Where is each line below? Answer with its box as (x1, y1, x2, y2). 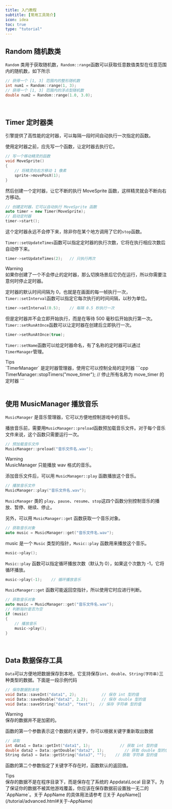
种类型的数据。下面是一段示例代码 (5, 677, 77, 683)
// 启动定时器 (5, 214, 32, 219)
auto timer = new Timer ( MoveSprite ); (5, 209, 86, 214)
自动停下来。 (5, 246, 32, 252)
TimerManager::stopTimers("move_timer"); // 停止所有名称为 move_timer (5, 371, 159, 378)
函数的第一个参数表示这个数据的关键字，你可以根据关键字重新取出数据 (5, 728, 154, 734)
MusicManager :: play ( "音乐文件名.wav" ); (5, 488, 87, 493)
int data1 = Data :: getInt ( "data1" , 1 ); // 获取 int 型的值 (5, 743, 158, 748)
